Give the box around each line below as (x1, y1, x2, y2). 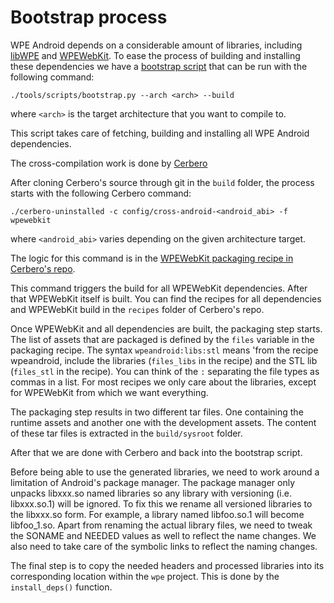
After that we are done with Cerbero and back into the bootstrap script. (10, 446, 303, 458)
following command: (10, 71, 95, 83)
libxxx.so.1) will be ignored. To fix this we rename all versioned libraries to (10, 497, 313, 510)
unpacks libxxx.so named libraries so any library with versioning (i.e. (10, 487, 292, 499)
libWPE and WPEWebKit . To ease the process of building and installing (10, 49, 301, 61)
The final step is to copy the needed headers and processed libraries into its (10, 559, 325, 571)
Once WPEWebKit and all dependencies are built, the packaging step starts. (10, 322, 323, 335)
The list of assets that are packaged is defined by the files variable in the (10, 333, 315, 345)
